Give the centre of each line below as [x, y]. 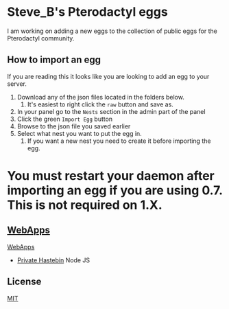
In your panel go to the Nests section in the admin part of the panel [111, 111]
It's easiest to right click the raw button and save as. [100, 104]
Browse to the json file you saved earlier [74, 126]
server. [17, 84]
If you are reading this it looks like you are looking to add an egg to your [108, 76]
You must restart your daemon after [111, 175]
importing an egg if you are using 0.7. [115, 190]
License [24, 282]
